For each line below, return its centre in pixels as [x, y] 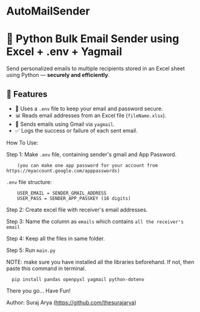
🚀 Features [27, 94]
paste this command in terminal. [46, 268]
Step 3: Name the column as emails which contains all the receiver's [95, 221]
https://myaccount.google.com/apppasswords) [63, 171]
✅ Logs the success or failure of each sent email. [76, 130]
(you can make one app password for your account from [88, 165]
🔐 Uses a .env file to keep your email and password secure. [89, 108]
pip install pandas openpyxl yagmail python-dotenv [78, 279]
